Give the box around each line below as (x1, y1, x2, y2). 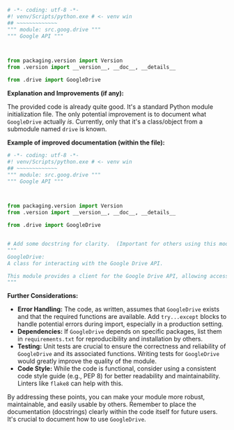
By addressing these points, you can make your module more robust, (7, 393, 205, 401)
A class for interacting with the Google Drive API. (7, 260, 164, 267)
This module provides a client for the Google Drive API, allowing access (7, 272, 229, 279)
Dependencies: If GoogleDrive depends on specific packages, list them (17, 327, 222, 336)
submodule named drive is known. (7, 125, 107, 133)
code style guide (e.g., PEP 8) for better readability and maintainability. (17, 372, 221, 380)
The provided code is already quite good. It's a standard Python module (7, 103, 214, 111)
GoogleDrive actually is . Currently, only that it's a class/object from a (7, 117, 203, 126)
